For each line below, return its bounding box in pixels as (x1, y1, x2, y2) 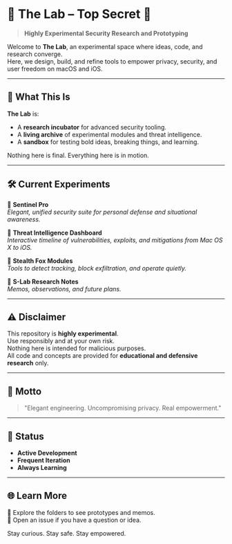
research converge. (7, 50, 64, 58)
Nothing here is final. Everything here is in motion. (7, 151, 150, 159)
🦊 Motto (7, 386, 42, 397)
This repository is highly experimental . (7, 329, 119, 338)
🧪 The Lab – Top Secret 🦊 (7, 6, 152, 22)
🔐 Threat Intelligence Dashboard (7, 228, 102, 237)
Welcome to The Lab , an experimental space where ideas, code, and (7, 42, 203, 51)
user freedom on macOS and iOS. (7, 64, 103, 73)
